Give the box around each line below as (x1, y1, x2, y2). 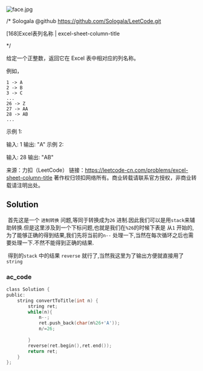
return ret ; (28, 348, 59, 354)
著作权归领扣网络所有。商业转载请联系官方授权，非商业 (53, 174, 192, 181)
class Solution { (6, 286, 50, 293)
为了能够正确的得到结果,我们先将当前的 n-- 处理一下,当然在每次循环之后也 (6, 231, 188, 238)
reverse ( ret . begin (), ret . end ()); (28, 343, 112, 349)
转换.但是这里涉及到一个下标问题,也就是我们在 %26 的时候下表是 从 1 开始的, (11, 224, 195, 231)
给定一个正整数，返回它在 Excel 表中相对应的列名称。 (6, 54, 140, 62)
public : (6, 292, 26, 298)
